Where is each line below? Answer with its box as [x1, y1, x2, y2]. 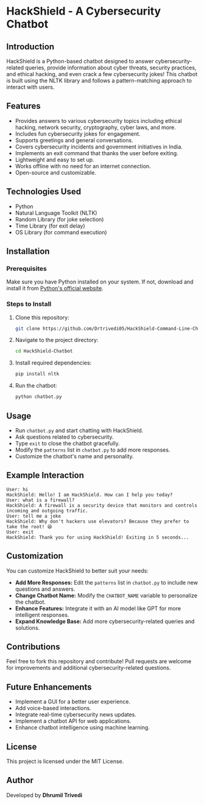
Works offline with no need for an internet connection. [15, 162, 151, 170]
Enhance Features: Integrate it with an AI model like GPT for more [15, 604, 181, 612]
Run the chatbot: [15, 382, 57, 389]
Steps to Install [6, 300, 52, 308]
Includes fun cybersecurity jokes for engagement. [15, 130, 141, 138]
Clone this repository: [15, 313, 69, 321]
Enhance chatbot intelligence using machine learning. [15, 724, 150, 731]
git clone [15, 326, 41, 332]
